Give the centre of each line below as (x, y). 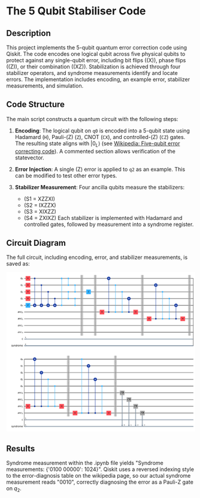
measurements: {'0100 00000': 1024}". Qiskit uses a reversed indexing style (100, 469)
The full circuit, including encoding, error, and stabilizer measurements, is (97, 257)
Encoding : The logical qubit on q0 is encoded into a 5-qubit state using (102, 131)
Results (21, 449)
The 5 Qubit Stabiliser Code (76, 11)
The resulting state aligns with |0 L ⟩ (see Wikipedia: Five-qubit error (97, 144)
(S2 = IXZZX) (40, 205)
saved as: (18, 264)
